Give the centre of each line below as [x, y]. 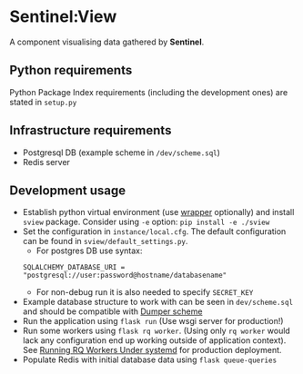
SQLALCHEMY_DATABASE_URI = [74, 268]
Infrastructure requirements [91, 130]
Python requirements [71, 70]
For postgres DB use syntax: [89, 251]
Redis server [46, 162]
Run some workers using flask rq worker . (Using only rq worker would [157, 331]
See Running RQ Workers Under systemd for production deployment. [152, 350]
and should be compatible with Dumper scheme [112, 311]
